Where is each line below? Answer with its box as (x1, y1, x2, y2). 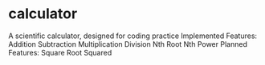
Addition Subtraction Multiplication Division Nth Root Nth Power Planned (8, 39, 247, 48)
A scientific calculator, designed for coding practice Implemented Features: (8, 31, 258, 40)
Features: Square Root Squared (8, 48, 112, 57)
